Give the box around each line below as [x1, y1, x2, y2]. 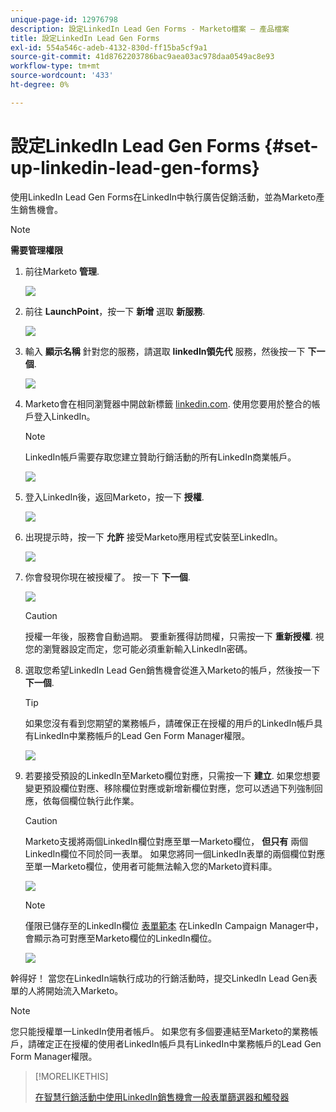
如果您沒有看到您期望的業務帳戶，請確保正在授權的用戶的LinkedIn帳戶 [24, 717, 315, 729]
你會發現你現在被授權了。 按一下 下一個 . [24, 571, 191, 583]
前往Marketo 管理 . [24, 265, 100, 277]
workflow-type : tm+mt [10, 61, 101, 71]
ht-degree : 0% [10, 80, 70, 90]
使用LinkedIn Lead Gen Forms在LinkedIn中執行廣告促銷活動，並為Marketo [10, 191, 317, 203]
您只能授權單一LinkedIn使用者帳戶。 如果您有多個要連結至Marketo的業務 [10, 1025, 310, 1037]
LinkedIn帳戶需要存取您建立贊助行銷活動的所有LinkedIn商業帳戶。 [24, 451, 297, 463]
